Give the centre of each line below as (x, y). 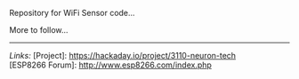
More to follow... (39, 30)
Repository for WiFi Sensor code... (72, 13)
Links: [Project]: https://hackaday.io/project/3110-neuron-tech (123, 55)
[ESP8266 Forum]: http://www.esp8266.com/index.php (110, 65)
